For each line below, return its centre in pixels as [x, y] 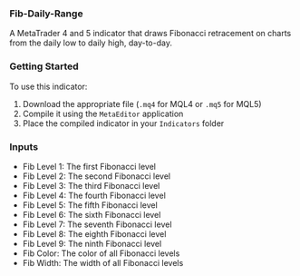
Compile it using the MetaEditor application [103, 113]
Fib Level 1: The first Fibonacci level [89, 166]
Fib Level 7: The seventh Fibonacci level [97, 224]
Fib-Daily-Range [46, 14]
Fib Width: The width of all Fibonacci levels [103, 262]
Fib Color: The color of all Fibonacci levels [101, 253]
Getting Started [44, 66]
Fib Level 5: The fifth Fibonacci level [90, 205]
